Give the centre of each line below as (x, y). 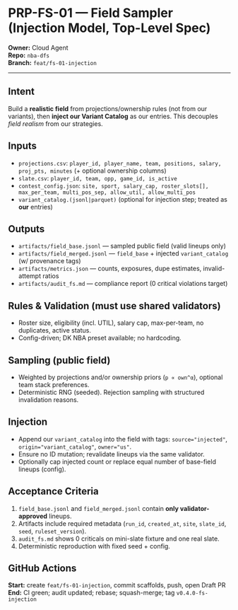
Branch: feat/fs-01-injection (53, 62)
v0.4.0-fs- (192, 593)
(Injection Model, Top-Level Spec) (109, 28)
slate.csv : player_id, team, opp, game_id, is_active (97, 178)
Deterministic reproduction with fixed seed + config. (94, 546)
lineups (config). (42, 469)
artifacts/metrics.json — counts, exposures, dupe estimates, (110, 269)
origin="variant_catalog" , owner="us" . (75, 447)
